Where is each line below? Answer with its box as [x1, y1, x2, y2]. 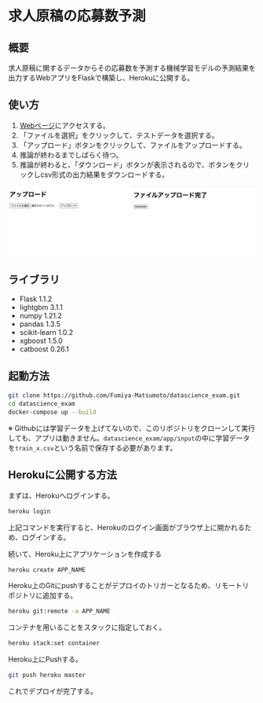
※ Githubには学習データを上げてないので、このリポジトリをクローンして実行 [8, 423, 255, 432]
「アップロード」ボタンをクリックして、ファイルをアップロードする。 [19, 140, 247, 149]
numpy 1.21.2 [19, 311, 63, 321]
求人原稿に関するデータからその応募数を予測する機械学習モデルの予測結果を [8, 64, 256, 72]
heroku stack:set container [8, 639, 100, 647]
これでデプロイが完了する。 [8, 686, 98, 696]
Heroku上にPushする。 [8, 654, 82, 664]
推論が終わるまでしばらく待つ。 [19, 150, 123, 160]
